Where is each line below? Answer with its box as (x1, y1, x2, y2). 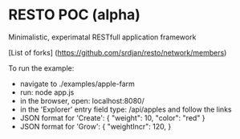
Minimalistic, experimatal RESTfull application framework (8, 32, 197, 42)
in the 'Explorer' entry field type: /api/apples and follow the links (19, 104, 232, 114)
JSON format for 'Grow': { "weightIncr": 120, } (19, 121, 172, 131)
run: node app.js (19, 87, 75, 97)
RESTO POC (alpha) (8, 6, 140, 24)
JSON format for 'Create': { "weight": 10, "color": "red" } (19, 112, 206, 122)
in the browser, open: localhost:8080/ (19, 96, 144, 105)
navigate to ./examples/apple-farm (19, 79, 135, 88)
